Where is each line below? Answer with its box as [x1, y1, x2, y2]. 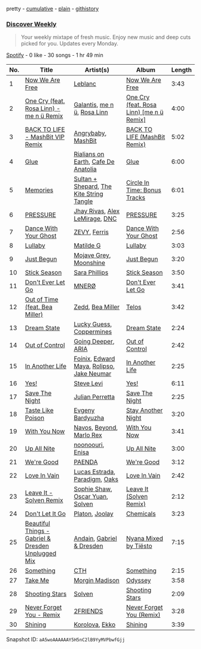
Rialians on [74, 150, 105, 158]
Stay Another [126, 406, 163, 415]
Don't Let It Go [25, 509, 66, 518]
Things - [25, 527, 50, 535]
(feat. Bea [25, 303, 53, 311]
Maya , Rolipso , [74, 362, 115, 370]
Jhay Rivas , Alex [74, 207, 120, 215]
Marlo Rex [74, 431, 102, 439]
